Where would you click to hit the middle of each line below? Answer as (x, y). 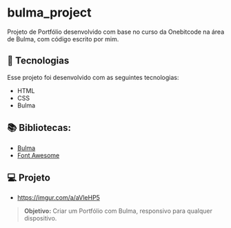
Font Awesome (38, 155)
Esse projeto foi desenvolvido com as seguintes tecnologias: (93, 77)
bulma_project (49, 13)
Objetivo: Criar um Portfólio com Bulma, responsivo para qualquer (118, 211)
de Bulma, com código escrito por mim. (63, 39)
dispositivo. (40, 218)
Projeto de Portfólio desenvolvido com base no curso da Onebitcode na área (116, 32)
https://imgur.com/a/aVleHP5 (58, 198)
